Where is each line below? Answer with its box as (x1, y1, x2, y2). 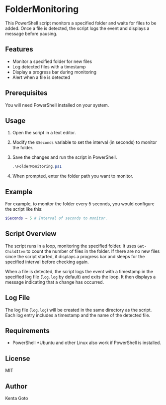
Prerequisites (5, 89, 48, 97)
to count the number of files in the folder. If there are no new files (26, 248, 160, 254)
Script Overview (5, 230, 57, 238)
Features (5, 45, 33, 53)
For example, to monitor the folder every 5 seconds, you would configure (5, 201, 155, 207)
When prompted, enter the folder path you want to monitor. (12, 173, 133, 179)
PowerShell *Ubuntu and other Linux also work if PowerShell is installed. (12, 340, 162, 346)
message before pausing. (5, 30, 58, 36)
